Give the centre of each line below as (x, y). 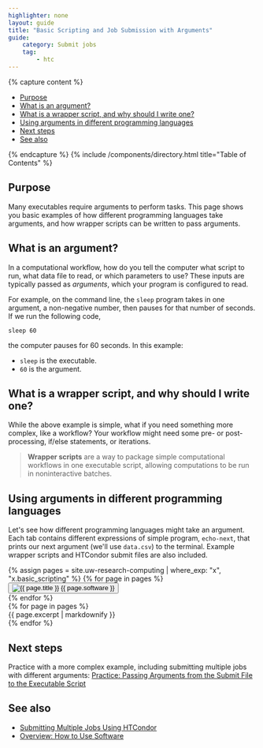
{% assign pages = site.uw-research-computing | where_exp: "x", (115, 570)
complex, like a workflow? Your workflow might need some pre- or (116, 433)
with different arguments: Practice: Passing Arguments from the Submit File (131, 675)
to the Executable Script (47, 683)
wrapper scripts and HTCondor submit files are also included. (108, 555)
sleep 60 (22, 331)
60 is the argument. (50, 368)
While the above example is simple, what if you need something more (121, 425)
